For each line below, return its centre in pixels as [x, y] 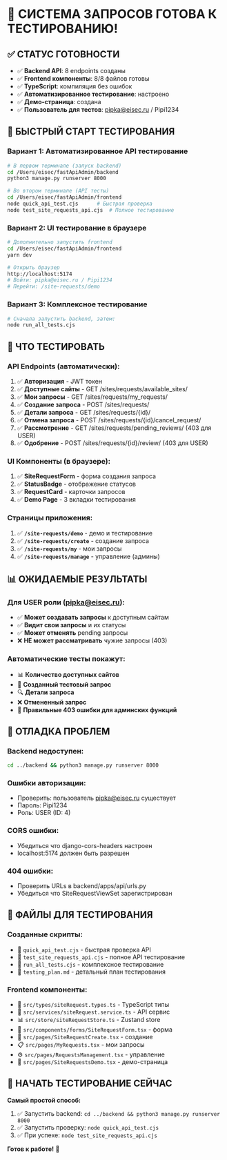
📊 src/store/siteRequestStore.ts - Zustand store [89, 1019]
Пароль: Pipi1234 [42, 805]
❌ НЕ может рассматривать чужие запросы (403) [92, 640]
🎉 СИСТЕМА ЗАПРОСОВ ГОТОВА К [112, 14]
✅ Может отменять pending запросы [72, 633]
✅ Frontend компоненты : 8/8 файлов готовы [83, 78]
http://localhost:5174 [40, 274]
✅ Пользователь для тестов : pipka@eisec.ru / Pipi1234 [98, 109]
